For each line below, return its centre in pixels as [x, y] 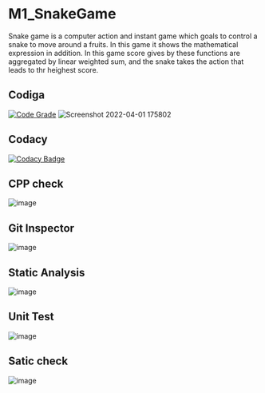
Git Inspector [41, 228]
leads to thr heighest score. [53, 69]
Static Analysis [47, 272]
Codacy [28, 139]
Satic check [38, 361]
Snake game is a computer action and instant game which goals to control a [133, 36]
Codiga [27, 95]
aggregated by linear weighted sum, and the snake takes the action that [126, 62]
